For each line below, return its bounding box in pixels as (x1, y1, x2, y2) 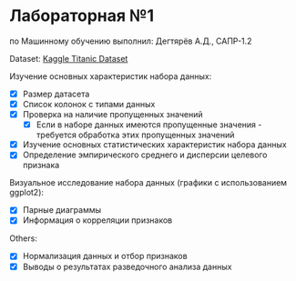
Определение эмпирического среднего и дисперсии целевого (22, 149, 268, 160)
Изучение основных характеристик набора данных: (9, 70, 212, 82)
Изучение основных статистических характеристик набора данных (22, 139, 287, 150)
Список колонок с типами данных (22, 99, 156, 109)
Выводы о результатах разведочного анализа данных (22, 261, 232, 272)
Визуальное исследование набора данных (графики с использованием (9, 177, 288, 188)
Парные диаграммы (22, 205, 102, 216)
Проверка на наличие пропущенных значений (22, 109, 203, 120)
